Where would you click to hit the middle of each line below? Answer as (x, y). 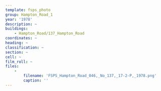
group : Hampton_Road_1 (29, 15)
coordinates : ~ (21, 38)
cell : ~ (13, 57)
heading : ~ (17, 43)
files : (12, 66)
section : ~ (17, 52)
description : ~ (21, 24)
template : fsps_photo (28, 10)
